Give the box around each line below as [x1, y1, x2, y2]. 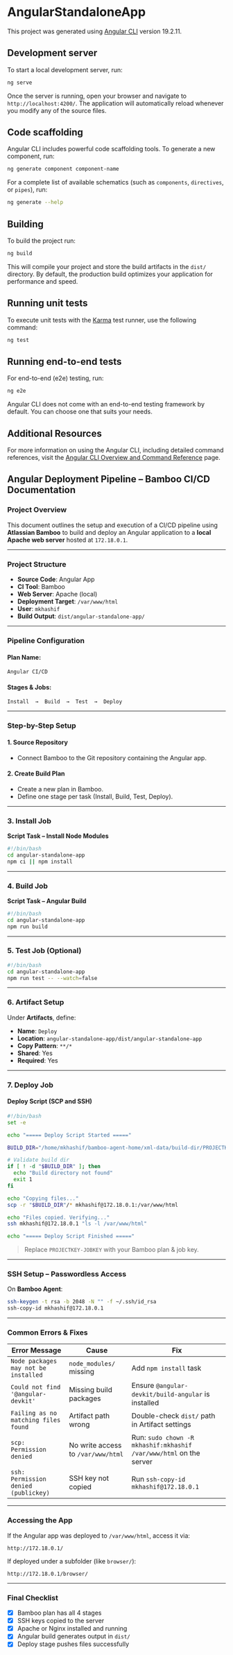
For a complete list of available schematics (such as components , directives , [7, 178, 224, 187]
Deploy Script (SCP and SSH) [7, 1097, 92, 1106]
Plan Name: [7, 653, 42, 661]
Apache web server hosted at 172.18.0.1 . [7, 535, 128, 544]
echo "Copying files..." [7, 1194, 79, 1202]
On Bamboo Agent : [7, 1285, 63, 1294]
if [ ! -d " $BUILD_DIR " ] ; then [7, 1163, 101, 1170]
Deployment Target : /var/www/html [17, 597, 119, 606]
